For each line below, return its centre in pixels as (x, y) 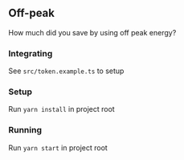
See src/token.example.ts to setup (66, 71)
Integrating (31, 53)
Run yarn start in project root (58, 147)
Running (25, 130)
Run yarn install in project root (61, 109)
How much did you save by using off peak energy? (92, 32)
